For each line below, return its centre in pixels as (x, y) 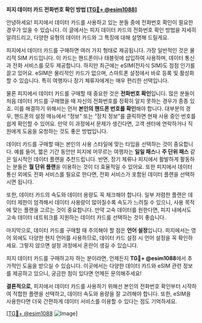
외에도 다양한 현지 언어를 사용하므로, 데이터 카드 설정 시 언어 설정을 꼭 (95, 238)
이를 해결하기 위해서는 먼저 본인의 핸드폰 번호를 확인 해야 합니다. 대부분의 (99, 109)
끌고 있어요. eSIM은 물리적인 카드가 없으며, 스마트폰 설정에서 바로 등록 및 (92, 73)
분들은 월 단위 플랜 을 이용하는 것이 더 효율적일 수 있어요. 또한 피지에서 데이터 (102, 167)
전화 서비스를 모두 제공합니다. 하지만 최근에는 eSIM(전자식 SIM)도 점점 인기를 (104, 65)
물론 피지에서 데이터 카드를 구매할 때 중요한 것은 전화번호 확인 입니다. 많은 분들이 (100, 93)
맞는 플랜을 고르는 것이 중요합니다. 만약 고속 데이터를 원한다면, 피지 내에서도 (102, 210)
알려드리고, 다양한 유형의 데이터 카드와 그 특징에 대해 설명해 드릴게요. (88, 38)
